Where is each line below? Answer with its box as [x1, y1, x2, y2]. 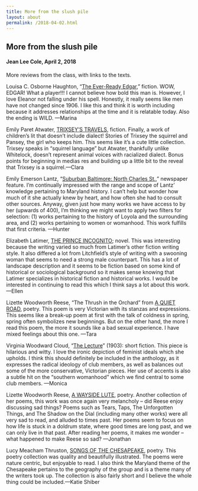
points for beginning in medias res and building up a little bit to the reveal [6, 157, 184, 164]
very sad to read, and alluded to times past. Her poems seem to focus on [6, 416, 184, 423]
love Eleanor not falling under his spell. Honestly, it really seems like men [6, 95, 183, 103]
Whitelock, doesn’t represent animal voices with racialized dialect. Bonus [6, 151, 184, 158]
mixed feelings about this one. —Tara [6, 330, 97, 337]
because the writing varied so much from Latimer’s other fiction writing [6, 243, 179, 250]
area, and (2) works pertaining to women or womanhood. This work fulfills [6, 219, 187, 226]
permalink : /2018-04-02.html [6, 20, 78, 25]
